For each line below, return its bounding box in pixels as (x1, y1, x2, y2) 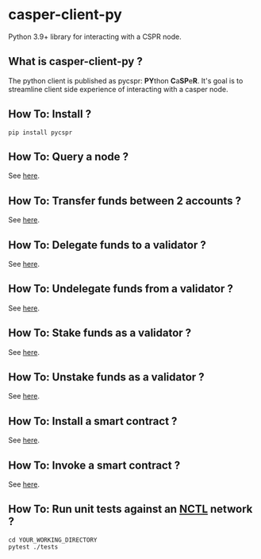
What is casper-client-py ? (8, 55, 143, 68)
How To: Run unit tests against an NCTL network (8, 503, 253, 516)
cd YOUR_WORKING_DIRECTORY (8, 536, 98, 544)
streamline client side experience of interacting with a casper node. (8, 84, 228, 94)
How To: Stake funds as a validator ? (8, 326, 192, 340)
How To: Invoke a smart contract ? (8, 458, 181, 472)
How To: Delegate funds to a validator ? (8, 238, 206, 252)
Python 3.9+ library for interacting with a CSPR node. (8, 32, 182, 41)
